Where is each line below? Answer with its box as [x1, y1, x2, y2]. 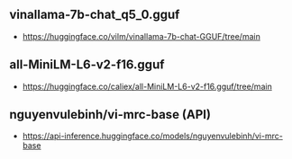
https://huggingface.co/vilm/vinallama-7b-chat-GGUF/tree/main [22, 31, 261, 41]
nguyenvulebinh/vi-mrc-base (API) [9, 107, 212, 122]
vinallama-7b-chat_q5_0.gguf [9, 7, 180, 22]
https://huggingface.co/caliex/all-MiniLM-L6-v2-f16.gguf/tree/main [22, 81, 272, 92]
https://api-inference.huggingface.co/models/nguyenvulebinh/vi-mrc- [22, 130, 284, 142]
